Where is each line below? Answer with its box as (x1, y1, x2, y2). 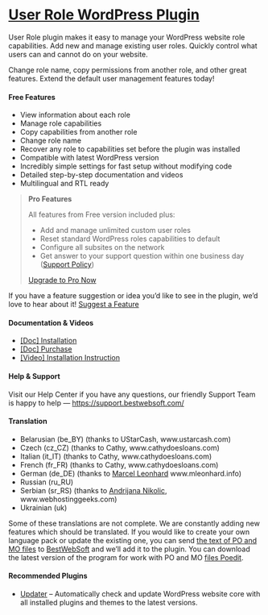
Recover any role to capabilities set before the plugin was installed (19, 144, 241, 154)
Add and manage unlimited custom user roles (39, 226, 192, 235)
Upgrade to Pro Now (27, 276, 97, 285)
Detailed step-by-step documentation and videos (19, 170, 183, 180)
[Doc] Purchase (19, 344, 72, 354)
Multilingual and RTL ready (19, 179, 109, 189)
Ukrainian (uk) (19, 502, 68, 513)
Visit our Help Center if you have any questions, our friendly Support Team (8, 389, 256, 399)
